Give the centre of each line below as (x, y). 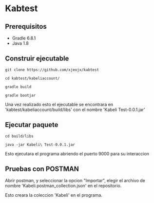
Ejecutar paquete (32, 125)
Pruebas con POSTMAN (42, 169)
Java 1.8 (20, 43)
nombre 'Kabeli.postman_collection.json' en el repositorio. (63, 186)
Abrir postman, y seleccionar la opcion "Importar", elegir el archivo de (75, 181)
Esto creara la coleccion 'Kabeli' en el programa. (54, 195)
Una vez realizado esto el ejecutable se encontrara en (59, 104)
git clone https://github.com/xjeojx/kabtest (52, 70)
